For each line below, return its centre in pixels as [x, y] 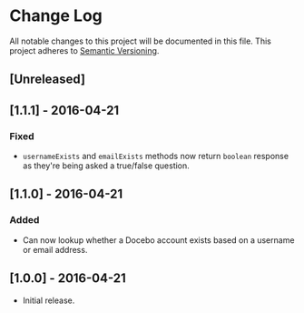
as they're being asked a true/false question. [106, 166]
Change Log [56, 16]
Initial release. [49, 300]
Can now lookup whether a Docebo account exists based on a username [158, 240]
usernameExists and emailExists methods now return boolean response [155, 156]
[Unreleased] [48, 80]
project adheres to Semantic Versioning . [84, 50]
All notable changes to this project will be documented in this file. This [141, 41]
